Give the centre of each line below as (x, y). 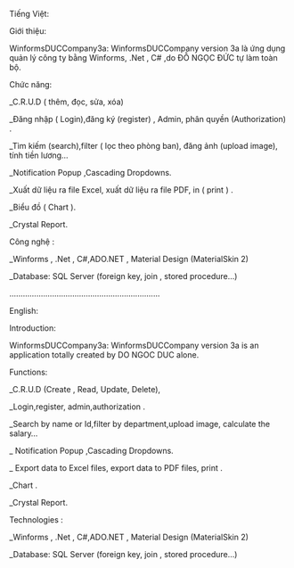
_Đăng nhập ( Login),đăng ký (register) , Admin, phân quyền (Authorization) (148, 119)
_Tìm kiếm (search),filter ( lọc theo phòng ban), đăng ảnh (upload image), (143, 146)
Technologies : (37, 520)
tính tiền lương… (39, 155)
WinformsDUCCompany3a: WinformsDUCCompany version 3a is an (134, 345)
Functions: (29, 372)
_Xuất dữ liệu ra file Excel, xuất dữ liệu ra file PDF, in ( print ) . (121, 190)
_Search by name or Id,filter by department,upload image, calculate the (139, 424)
